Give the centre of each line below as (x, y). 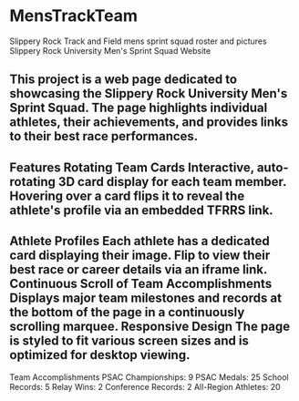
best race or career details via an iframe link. (138, 270)
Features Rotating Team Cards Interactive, (132, 167)
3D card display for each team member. (172, 182)
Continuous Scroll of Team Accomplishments (141, 284)
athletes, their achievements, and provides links (149, 123)
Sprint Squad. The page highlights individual (139, 108)
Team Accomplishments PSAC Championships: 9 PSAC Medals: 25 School (149, 377)
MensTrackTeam (74, 16)
